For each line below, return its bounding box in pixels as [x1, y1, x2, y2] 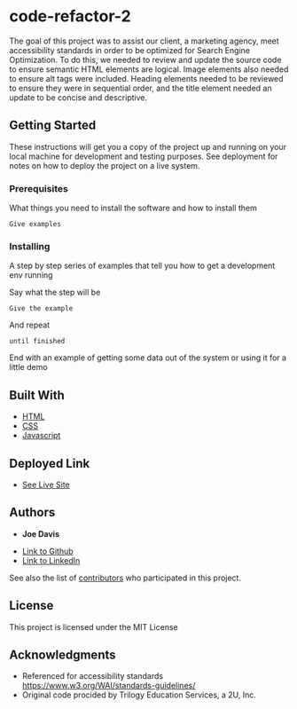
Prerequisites [9, 182, 68, 194]
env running [9, 270, 53, 280]
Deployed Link [9, 455, 90, 471]
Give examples [9, 220, 62, 229]
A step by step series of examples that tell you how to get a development [9, 260, 276, 272]
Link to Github [21, 546, 74, 556]
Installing [9, 240, 51, 252]
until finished [9, 337, 66, 346]
